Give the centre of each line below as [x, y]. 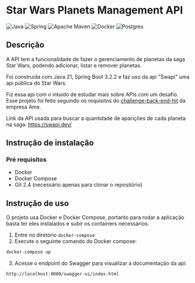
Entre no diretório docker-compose [55, 235]
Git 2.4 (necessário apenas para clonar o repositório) [78, 185]
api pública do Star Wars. [37, 83]
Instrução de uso [37, 203]
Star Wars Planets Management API [95, 10]
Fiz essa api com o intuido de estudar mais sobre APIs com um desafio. [92, 94]
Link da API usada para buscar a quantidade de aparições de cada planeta [96, 118]
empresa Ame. [24, 107]
